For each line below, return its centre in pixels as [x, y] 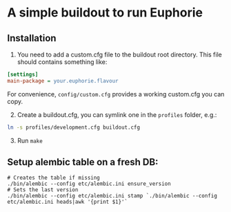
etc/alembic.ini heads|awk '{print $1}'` [68, 202]
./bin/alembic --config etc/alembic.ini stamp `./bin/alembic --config [112, 196]
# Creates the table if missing [53, 178]
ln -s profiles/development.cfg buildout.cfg [73, 127]
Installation [32, 38]
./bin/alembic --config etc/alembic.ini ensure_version [89, 184]
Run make [30, 140]
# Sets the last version [43, 190]
